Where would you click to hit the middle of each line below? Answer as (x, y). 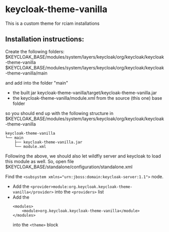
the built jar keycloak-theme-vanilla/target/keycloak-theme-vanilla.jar (85, 93)
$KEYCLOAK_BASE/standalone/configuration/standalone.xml (69, 167)
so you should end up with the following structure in (59, 113)
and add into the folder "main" (37, 83)
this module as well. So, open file (40, 161)
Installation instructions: (45, 39)
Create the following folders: (35, 51)
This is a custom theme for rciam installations (52, 23)
